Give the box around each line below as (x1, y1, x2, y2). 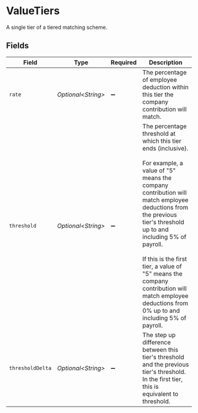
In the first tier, (142, 375, 183, 383)
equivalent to (142, 389, 179, 398)
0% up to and (142, 306, 180, 314)
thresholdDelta (9, 365, 52, 371)
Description (148, 58, 183, 66)
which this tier (142, 137, 181, 145)
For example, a (142, 159, 184, 167)
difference (142, 338, 171, 346)
